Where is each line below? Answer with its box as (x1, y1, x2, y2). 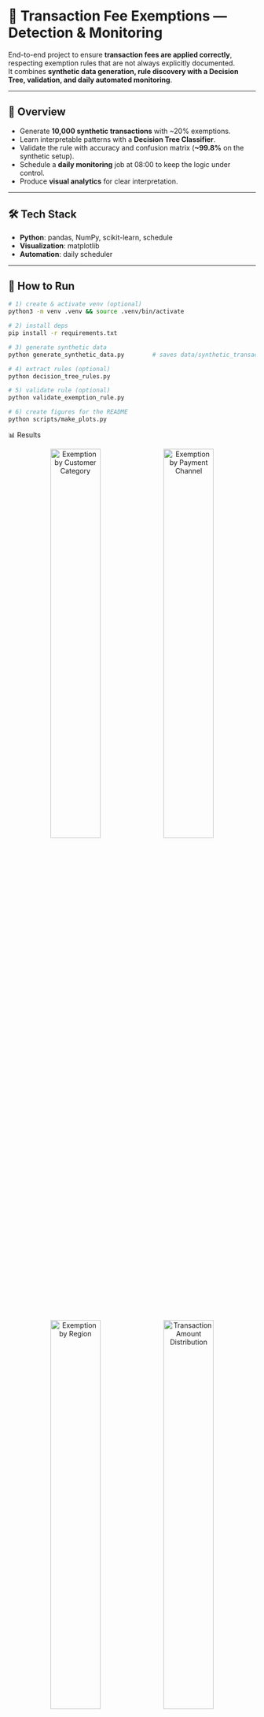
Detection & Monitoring (8, 24, 163, 42)
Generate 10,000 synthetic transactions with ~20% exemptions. (19, 126, 231, 136)
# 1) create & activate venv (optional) (8, 300, 143, 308)
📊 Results (8, 429, 42, 440)
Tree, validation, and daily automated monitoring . (8, 75, 173, 84)
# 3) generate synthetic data (8, 343, 108, 351)
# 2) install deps (8, 322, 68, 330)
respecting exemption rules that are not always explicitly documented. (8, 58, 236, 68)
